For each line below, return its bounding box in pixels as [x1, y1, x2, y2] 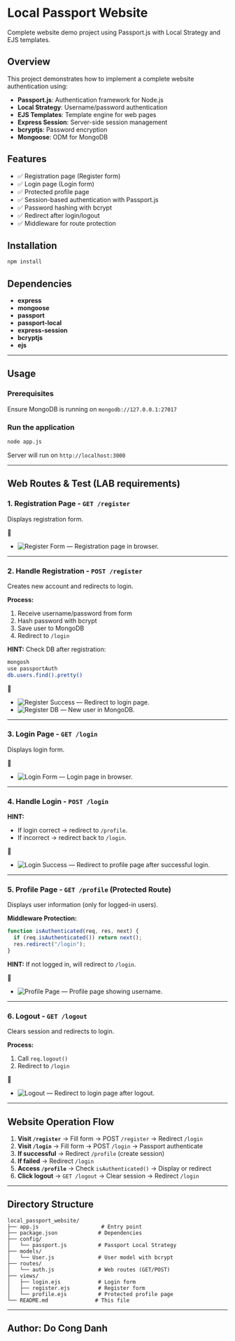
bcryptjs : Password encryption [17, 125, 108, 134]
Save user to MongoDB [17, 624, 85, 632]
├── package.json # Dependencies [7, 1229, 142, 1237]
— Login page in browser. [59, 772, 133, 781]
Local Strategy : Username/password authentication [17, 103, 168, 111]
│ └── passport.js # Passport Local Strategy [7, 1241, 177, 1248]
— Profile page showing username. [61, 987, 163, 995]
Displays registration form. [7, 515, 84, 523]
